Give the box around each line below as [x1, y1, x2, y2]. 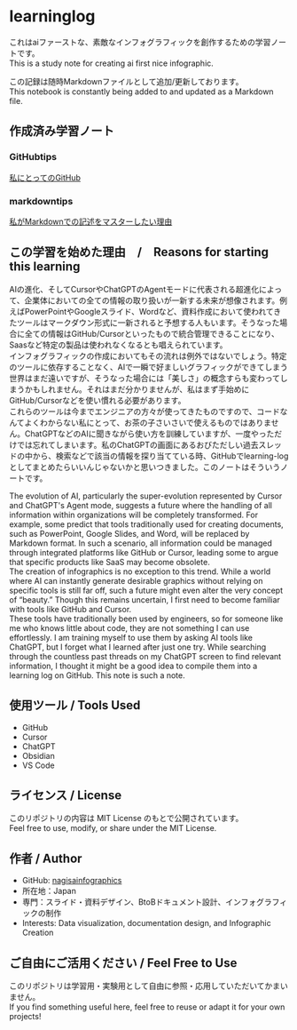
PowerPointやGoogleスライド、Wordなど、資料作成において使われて [24, 306, 274, 316]
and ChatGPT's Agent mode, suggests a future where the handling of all [9, 499, 273, 510]
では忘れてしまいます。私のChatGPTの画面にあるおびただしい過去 [16, 439, 259, 450]
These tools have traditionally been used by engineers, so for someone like [9, 613, 284, 624]
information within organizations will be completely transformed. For [9, 509, 259, 520]
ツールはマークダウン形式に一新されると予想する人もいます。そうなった [16, 317, 280, 328]
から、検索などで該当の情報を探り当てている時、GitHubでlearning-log [32, 451, 289, 461]
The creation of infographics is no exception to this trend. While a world [9, 566, 271, 577]
